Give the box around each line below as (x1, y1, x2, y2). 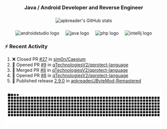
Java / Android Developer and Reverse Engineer (24, 4, 143, 11)
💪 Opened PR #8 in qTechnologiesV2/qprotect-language (12, 72, 129, 79)
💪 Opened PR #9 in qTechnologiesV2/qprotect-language (12, 62, 129, 68)
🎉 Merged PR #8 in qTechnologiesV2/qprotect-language (12, 67, 128, 73)
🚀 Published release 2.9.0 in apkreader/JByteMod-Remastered (12, 78, 141, 84)
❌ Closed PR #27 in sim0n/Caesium (12, 56, 86, 62)
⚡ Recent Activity (5, 43, 48, 50)
